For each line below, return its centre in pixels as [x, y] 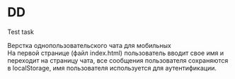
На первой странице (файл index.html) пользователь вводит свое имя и [116, 53]
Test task [21, 32]
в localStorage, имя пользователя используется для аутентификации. [112, 68]
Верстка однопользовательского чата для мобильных [89, 45]
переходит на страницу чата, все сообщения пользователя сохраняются [118, 60]
